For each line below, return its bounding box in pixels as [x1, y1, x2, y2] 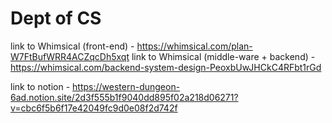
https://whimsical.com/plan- [136, 40, 253, 52]
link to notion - [10, 80, 71, 92]
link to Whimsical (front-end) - [10, 40, 135, 52]
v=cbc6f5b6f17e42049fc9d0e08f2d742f [10, 102, 178, 114]
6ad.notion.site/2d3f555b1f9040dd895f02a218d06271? [10, 91, 239, 103]
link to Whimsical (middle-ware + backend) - [131, 50, 316, 62]
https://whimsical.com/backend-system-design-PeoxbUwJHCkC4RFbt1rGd [10, 61, 322, 73]
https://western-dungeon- [72, 80, 181, 92]
